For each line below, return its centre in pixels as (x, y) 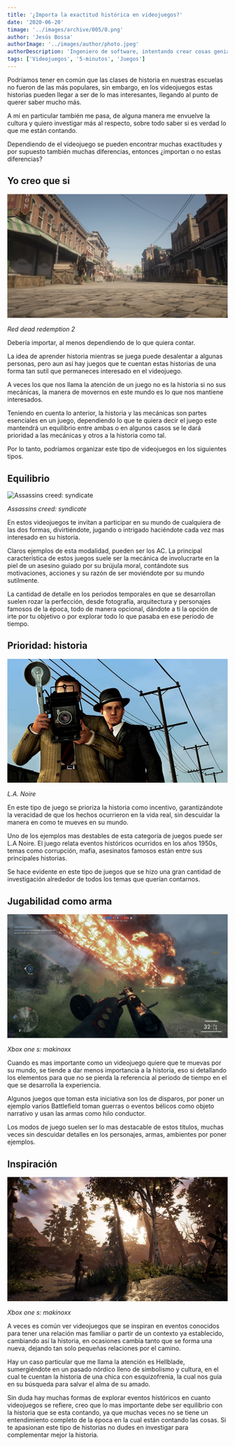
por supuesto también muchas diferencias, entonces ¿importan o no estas (114, 151)
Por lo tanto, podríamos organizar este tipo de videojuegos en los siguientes (117, 449)
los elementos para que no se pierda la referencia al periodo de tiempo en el (117, 1078)
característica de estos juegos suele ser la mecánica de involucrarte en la (113, 558)
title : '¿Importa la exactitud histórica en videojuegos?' (95, 15)
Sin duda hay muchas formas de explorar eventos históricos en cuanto (109, 1397)
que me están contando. (43, 130)
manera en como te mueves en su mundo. (68, 823)
